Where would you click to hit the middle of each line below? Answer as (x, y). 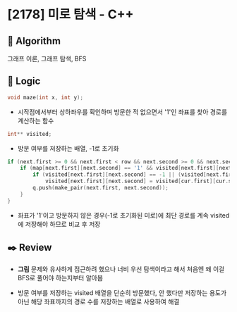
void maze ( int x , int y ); (45, 97)
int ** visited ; (30, 134)
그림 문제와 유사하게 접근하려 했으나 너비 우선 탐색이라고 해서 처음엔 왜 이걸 (121, 269)
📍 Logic (24, 81)
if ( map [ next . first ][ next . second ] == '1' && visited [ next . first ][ (120, 168)
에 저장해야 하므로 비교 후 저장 (59, 224)
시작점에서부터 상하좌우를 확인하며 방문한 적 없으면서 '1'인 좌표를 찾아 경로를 (122, 112)
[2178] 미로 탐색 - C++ (71, 14)
